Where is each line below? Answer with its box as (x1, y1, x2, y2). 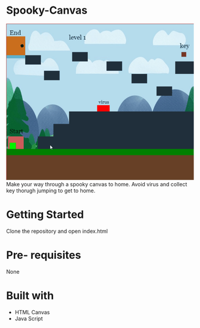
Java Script (14, 315, 43, 322)
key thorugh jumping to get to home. (6, 187, 96, 194)
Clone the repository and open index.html (6, 227, 108, 235)
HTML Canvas (14, 308, 50, 315)
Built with (6, 289, 54, 302)
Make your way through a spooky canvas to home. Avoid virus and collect (6, 180, 187, 188)
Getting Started (6, 208, 85, 221)
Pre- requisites (6, 248, 82, 262)
